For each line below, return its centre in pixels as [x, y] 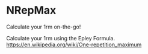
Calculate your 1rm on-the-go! [44, 27]
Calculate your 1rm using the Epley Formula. [61, 38]
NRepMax [31, 10]
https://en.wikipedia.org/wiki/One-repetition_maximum [74, 45]
